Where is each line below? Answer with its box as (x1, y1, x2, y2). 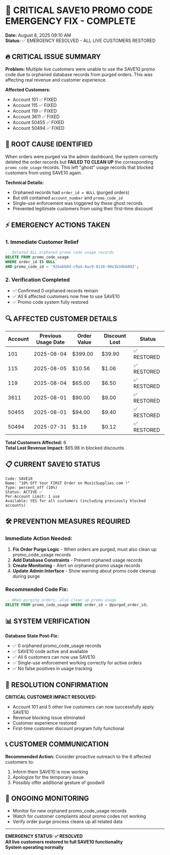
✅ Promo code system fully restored (12, 299, 89, 305)
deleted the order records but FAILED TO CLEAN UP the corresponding (5, 159, 153, 165)
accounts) (5, 503, 26, 508)
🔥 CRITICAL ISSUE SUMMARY (5, 53, 101, 61)
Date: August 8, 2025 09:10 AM (5, 32, 71, 38)
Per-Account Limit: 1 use (5, 494, 60, 499)
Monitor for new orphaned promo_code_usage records (12, 807, 127, 813)
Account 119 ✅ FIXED (12, 108, 57, 114)
